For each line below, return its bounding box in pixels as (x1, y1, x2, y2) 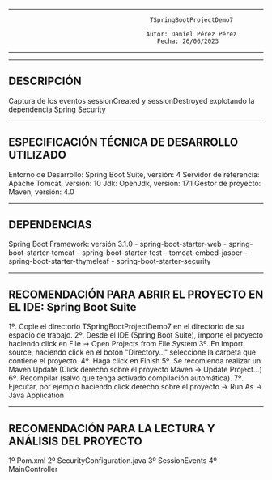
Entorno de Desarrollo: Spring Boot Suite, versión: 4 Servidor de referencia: (8, 169, 260, 179)
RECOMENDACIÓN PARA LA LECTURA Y (8, 422, 216, 435)
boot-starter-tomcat (8, 248, 75, 257)
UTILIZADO (8, 148, 67, 162)
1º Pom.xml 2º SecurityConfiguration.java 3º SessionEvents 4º (8, 456, 217, 465)
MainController (8, 465, 58, 474)
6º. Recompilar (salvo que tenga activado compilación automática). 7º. (8, 373, 244, 383)
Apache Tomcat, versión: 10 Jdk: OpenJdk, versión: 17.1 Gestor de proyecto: (8, 178, 261, 188)
